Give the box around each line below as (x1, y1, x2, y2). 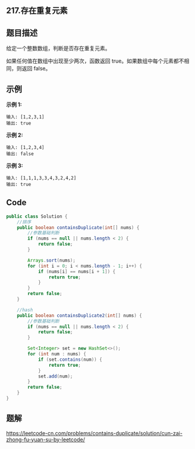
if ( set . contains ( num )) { (37, 357, 102, 363)
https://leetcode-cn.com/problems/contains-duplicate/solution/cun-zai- (6, 429, 183, 436)
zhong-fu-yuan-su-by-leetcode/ (6, 436, 85, 443)
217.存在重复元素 (6, 5, 68, 16)
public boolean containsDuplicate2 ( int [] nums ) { (17, 312, 143, 318)
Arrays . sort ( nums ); (27, 257, 76, 264)
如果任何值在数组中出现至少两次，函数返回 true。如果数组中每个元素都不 (6, 57, 184, 64)
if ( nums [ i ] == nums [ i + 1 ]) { (37, 268, 116, 274)
